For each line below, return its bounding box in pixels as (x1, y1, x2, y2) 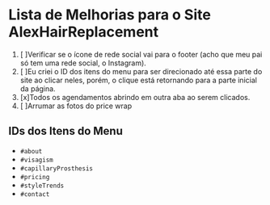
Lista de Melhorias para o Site (8, 6, 212, 24)
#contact (19, 190, 50, 199)
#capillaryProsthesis (19, 164, 93, 173)
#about (19, 147, 43, 155)
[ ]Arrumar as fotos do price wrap (19, 101, 133, 111)
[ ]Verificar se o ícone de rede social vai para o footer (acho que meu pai (19, 49, 263, 59)
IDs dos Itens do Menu (8, 124, 123, 138)
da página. (19, 83, 56, 94)
